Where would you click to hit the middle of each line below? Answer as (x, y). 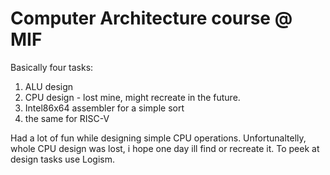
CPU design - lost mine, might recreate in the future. (132, 97)
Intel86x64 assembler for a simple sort (104, 108)
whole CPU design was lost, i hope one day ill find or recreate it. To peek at (165, 148)
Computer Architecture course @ (151, 18)
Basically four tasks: (52, 67)
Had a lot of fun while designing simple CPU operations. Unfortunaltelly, (158, 138)
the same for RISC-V (67, 118)
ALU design (49, 86)
